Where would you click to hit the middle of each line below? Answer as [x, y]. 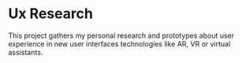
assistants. [26, 52]
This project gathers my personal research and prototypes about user [121, 35]
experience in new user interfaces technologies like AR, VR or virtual [119, 43]
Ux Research [50, 14]
